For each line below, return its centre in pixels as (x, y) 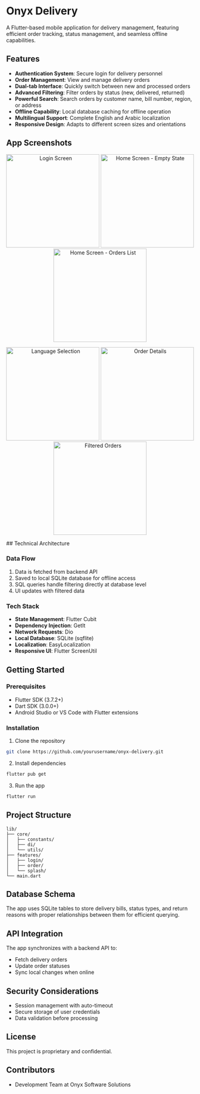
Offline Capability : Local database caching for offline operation (93, 111)
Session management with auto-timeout (64, 1006)
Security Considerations (53, 991)
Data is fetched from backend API (56, 571)
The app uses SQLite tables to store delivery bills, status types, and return (97, 908)
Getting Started (35, 670)
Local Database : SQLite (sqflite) (54, 638)
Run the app (30, 785)
